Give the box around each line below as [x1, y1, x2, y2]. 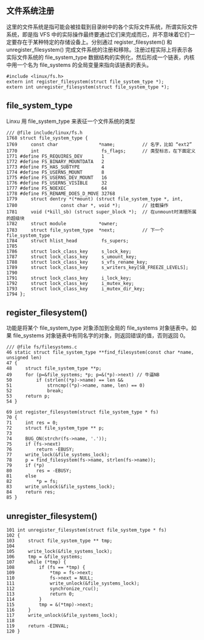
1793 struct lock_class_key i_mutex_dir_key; [6, 286, 146, 292]
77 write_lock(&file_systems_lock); [6, 452, 110, 458]
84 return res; [6, 489, 56, 495]
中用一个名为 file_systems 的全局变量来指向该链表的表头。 [6, 61, 152, 68]
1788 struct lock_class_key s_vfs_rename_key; [6, 259, 148, 265]
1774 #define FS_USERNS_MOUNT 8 [6, 169, 104, 175]
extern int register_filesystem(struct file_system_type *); [6, 79, 165, 85]
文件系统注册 [6, 5, 55, 16]
